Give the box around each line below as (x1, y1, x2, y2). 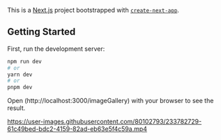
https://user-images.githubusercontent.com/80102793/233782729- (7, 118, 202, 126)
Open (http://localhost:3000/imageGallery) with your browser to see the (7, 97, 214, 105)
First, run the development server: (7, 45, 105, 53)
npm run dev (7, 58, 42, 65)
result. (7, 104, 26, 112)
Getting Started (7, 26, 76, 38)
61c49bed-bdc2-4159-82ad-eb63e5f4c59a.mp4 (7, 125, 148, 133)
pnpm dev (7, 84, 33, 91)
